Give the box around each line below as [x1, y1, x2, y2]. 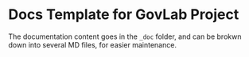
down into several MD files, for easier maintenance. [8, 40, 177, 49]
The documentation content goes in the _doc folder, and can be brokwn [8, 32, 242, 41]
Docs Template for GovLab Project [8, 6, 239, 24]
